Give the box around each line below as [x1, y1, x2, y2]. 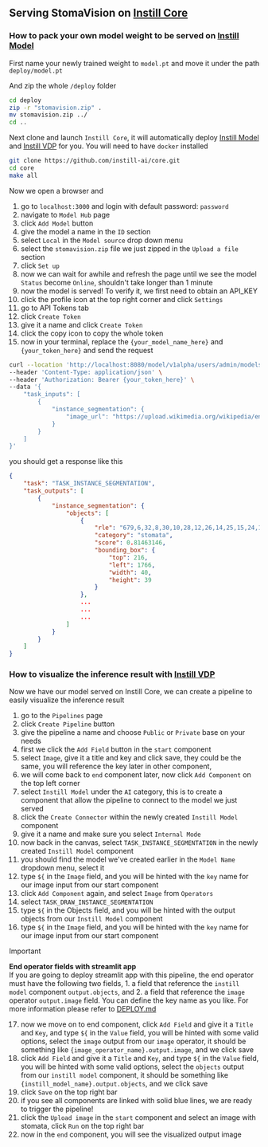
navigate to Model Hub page [20, 210, 111, 219]
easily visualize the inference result [9, 695, 125, 705]
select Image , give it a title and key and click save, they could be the [20, 753, 242, 763]
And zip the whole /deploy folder [9, 81, 117, 90]
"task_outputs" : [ [23, 487, 84, 495]
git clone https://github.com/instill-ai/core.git [9, 157, 181, 165]
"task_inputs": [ [23, 391, 81, 399]
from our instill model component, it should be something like [20, 1070, 229, 1080]
